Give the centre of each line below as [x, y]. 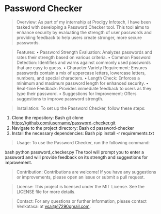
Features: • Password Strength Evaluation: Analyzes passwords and [84, 52]
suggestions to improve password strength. [60, 98]
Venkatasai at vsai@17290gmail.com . [54, 206]
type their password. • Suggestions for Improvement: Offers [76, 94]
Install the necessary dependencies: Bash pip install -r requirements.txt [83, 133]
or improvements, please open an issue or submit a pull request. [80, 177]
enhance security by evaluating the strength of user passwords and [84, 32]
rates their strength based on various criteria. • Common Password [83, 57]
